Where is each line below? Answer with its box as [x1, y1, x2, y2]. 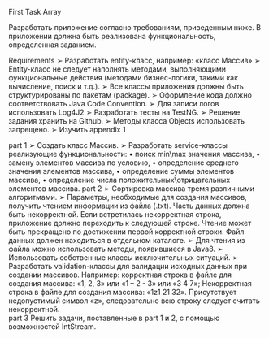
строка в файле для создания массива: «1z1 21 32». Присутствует [8, 288, 237, 297]
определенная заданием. [8, 40, 97, 50]
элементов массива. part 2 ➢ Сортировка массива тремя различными [8, 184, 254, 193]
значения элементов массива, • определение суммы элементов [8, 167, 234, 175]
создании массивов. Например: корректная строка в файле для [8, 270, 232, 279]
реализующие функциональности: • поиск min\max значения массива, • [8, 149, 261, 158]
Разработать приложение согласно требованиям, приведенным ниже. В [8, 23, 262, 32]
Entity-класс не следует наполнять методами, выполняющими [8, 64, 226, 74]
